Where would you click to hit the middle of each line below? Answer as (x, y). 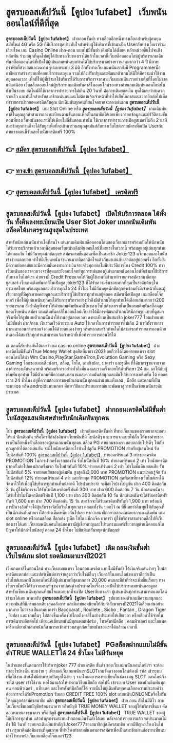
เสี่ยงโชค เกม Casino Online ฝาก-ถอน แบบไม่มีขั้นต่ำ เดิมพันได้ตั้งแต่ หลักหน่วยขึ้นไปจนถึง (84, 50)
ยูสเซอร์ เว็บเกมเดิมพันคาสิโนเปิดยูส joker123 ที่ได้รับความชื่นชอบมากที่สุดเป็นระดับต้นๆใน (82, 283)
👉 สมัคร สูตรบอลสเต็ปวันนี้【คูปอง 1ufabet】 (68, 149)
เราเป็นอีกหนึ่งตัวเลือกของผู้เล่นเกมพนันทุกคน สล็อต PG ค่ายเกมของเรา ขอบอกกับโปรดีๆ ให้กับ (85, 442)
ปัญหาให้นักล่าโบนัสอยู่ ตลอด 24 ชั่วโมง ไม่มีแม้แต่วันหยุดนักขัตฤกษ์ (63, 530)
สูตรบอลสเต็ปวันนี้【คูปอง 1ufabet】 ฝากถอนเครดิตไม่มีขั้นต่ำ (86, 410)
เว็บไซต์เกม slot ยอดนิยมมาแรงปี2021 (56, 556)
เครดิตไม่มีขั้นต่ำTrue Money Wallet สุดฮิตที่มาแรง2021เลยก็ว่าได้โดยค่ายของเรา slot (81, 351)
